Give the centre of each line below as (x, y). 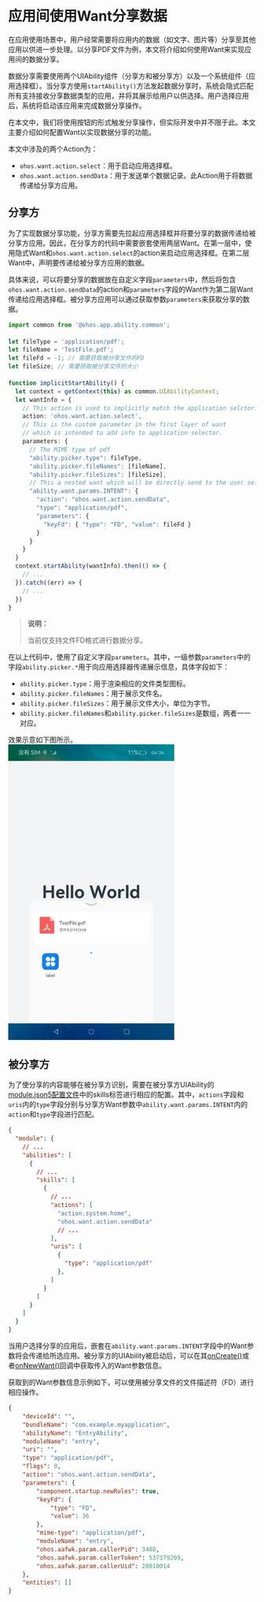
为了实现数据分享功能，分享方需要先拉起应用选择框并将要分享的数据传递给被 (132, 233)
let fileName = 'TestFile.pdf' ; (61, 350)
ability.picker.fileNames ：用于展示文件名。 (93, 694)
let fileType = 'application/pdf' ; (66, 341)
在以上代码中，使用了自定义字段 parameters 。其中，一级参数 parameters (123, 657)
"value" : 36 (70, 1516)
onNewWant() (38, 1365)
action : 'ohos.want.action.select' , (82, 416)
